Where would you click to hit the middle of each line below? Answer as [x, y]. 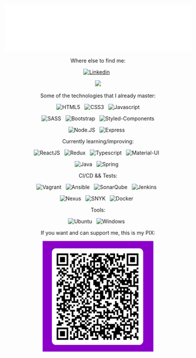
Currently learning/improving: [98, 141]
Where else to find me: [98, 60]
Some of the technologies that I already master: [98, 96]
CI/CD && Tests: [98, 175]
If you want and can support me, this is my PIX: [98, 233]
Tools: [98, 210]
